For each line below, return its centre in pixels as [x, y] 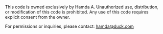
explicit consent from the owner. [37, 17]
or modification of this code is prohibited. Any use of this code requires [77, 12]
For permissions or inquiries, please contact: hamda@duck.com [70, 26]
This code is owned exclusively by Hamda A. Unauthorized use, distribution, [82, 7]
